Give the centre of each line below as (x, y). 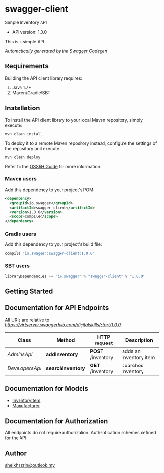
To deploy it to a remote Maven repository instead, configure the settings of (81, 143)
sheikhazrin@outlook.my (30, 465)
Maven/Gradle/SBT (31, 93)
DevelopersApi (24, 368)
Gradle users (21, 234)
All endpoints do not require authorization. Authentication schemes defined (81, 433)
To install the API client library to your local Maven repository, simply (74, 120)
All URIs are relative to (27, 320)
